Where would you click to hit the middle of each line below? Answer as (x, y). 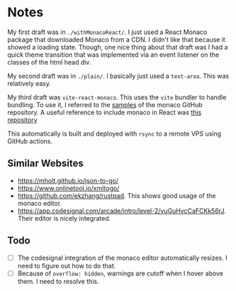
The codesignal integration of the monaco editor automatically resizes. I (122, 258)
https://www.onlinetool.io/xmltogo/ (68, 188)
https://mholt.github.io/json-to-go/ (68, 180)
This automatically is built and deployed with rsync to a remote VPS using (114, 133)
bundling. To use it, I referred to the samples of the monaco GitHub (105, 104)
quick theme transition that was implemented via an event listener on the (113, 55)
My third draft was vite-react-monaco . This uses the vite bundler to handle (117, 97)
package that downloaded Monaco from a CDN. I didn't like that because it (116, 39)
